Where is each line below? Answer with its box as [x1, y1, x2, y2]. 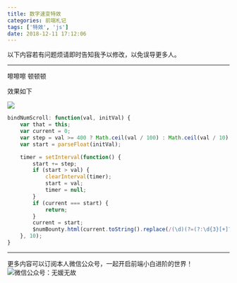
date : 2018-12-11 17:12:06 [7, 30, 87, 37]
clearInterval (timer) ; [44, 173, 112, 180]
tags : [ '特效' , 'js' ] [7, 23, 69, 30]
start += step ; [32, 160, 78, 167]
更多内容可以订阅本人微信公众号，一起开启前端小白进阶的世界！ [7, 259, 193, 267]
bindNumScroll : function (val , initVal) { [7, 115, 131, 122]
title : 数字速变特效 [7, 10, 61, 18]
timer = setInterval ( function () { [20, 154, 121, 161]
